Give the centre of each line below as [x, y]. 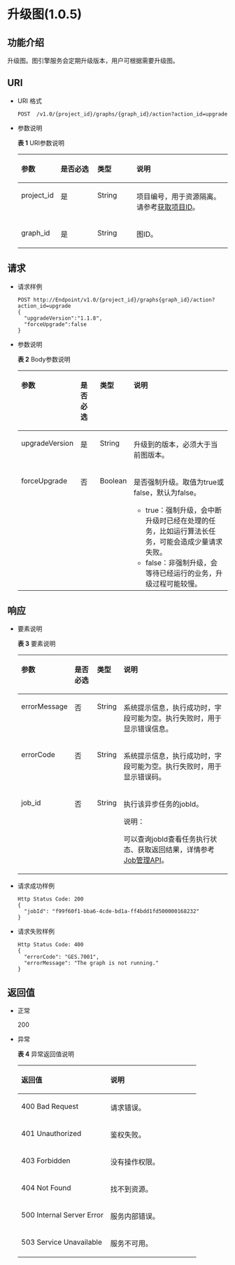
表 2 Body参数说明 [44, 359]
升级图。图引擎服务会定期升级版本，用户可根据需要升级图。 [93, 61]
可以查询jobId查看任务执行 [167, 840]
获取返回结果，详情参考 [176, 850]
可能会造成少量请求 [191, 542]
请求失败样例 [36, 931]
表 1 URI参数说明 [41, 143]
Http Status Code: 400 [50, 945]
